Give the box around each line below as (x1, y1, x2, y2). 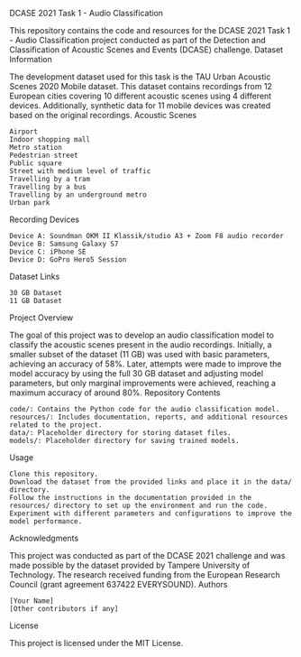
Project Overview (9, 312, 74, 323)
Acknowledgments (9, 532, 79, 543)
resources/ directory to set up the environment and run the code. (9, 501, 269, 510)
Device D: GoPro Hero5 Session (9, 255, 127, 264)
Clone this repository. (9, 469, 99, 478)
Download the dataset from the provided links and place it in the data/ (9, 477, 293, 486)
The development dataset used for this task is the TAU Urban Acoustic (9, 71, 271, 82)
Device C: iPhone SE (9, 247, 87, 256)
